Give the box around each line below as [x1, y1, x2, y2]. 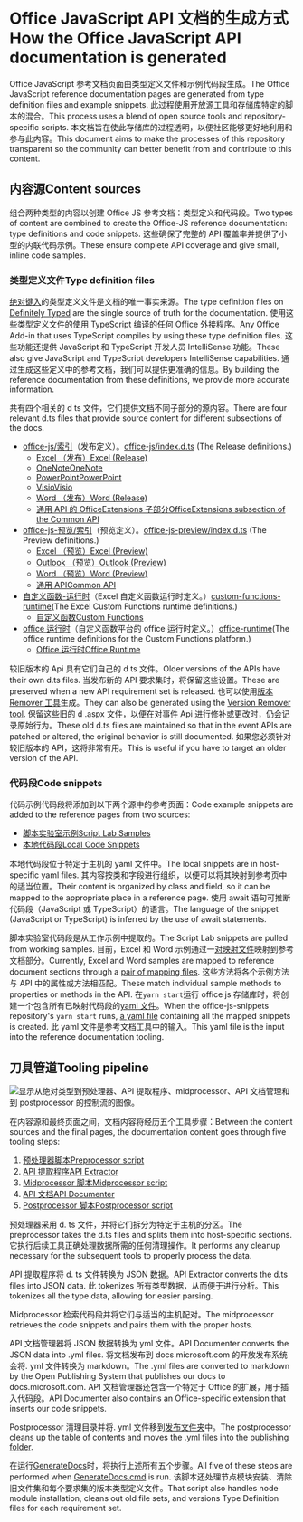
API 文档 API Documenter [22, 1189, 115, 1200]
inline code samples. [9, 250, 86, 261]
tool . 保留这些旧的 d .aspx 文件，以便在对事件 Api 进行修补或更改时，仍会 [9, 709, 282, 719]
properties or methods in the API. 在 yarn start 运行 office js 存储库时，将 [9, 989, 281, 1000]
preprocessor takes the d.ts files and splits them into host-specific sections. [9, 1230, 292, 1241]
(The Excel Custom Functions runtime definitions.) [51, 601, 238, 612]
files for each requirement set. [9, 1503, 122, 1514]
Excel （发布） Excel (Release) [35, 452, 148, 463]
